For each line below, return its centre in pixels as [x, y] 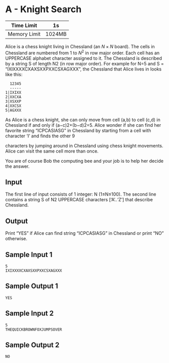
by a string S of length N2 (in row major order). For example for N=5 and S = [85, 63]
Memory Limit [24, 34]
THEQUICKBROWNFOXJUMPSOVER [34, 330]
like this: [14, 74]
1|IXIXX [13, 92]
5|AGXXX [13, 110]
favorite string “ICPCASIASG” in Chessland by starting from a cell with [78, 130]
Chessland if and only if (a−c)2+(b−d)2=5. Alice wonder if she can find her [83, 125]
